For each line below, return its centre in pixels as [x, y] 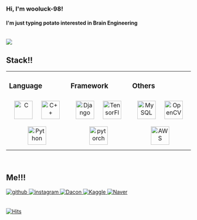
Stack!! [20, 60]
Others [144, 86]
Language [26, 86]
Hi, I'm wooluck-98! [35, 9]
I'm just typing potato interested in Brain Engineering [72, 23]
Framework [89, 86]
